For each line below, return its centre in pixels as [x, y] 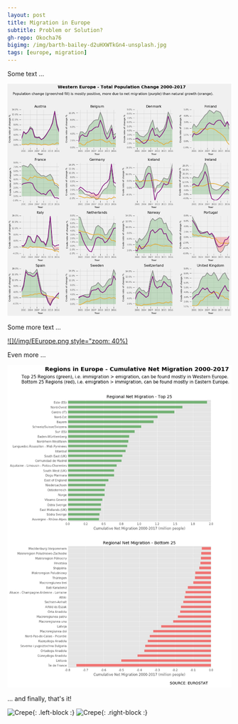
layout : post [27, 15]
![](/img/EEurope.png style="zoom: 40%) [68, 341]
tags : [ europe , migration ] [47, 53]
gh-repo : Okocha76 [34, 38]
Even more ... [27, 355]
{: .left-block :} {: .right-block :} [90, 713]
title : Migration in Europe [49, 22]
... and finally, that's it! [40, 699]
